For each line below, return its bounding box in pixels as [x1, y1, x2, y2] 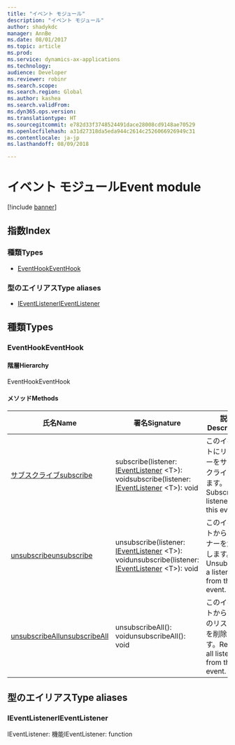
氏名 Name [42, 418, 77, 428]
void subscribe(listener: [115, 474, 191, 484]
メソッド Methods [7, 394, 59, 403]
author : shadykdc [7, 23, 58, 30]
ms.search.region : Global [7, 88, 83, 95]
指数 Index [7, 225, 51, 237]
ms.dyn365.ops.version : [7, 108, 77, 115]
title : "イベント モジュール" [7, 10, 85, 18]
